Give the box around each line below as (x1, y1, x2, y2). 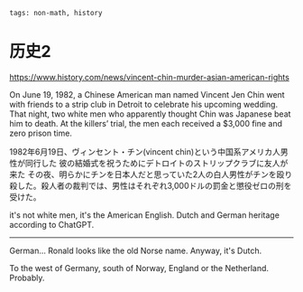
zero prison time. (9, 127, 72, 138)
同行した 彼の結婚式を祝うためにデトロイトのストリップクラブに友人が (24, 157, 289, 168)
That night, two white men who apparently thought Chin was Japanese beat (9, 108, 291, 119)
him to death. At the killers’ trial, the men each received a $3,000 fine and (9, 118, 282, 128)
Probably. (9, 272, 45, 283)
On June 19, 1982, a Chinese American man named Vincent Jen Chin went (9, 89, 286, 99)
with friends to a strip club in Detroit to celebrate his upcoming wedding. (9, 99, 278, 109)
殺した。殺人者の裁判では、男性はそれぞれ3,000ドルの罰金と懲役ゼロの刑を (9, 180, 292, 191)
